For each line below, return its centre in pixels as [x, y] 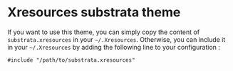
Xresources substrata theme [94, 12]
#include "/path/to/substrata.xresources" [71, 60]
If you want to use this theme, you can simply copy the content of [104, 32]
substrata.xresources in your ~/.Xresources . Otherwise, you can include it [116, 39]
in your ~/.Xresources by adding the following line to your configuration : [114, 47]
